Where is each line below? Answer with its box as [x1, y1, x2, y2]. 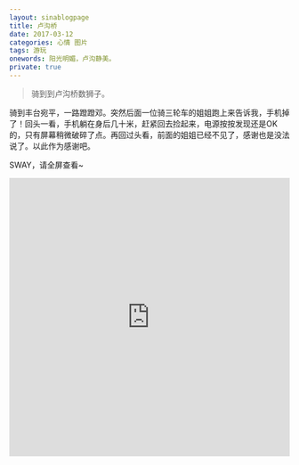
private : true [9, 63, 62, 72]
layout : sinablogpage [9, 12, 90, 22]
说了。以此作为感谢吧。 [9, 140, 95, 151]
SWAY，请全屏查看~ [9, 159, 85, 170]
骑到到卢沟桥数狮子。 [30, 88, 109, 99]
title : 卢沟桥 [9, 21, 58, 30]
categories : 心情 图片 [9, 37, 88, 47]
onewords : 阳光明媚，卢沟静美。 [9, 54, 116, 63]
